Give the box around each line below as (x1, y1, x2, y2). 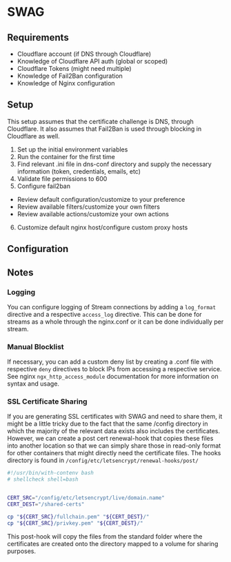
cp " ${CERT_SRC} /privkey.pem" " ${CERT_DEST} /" (7, 519, 143, 527)
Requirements (7, 32, 69, 43)
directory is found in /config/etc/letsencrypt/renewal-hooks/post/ (7, 456, 199, 465)
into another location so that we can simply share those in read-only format (7, 441, 221, 450)
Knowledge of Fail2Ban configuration (17, 72, 123, 80)
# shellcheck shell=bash (7, 476, 79, 483)
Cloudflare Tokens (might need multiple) (17, 65, 132, 72)
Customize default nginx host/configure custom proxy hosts (17, 223, 188, 231)
